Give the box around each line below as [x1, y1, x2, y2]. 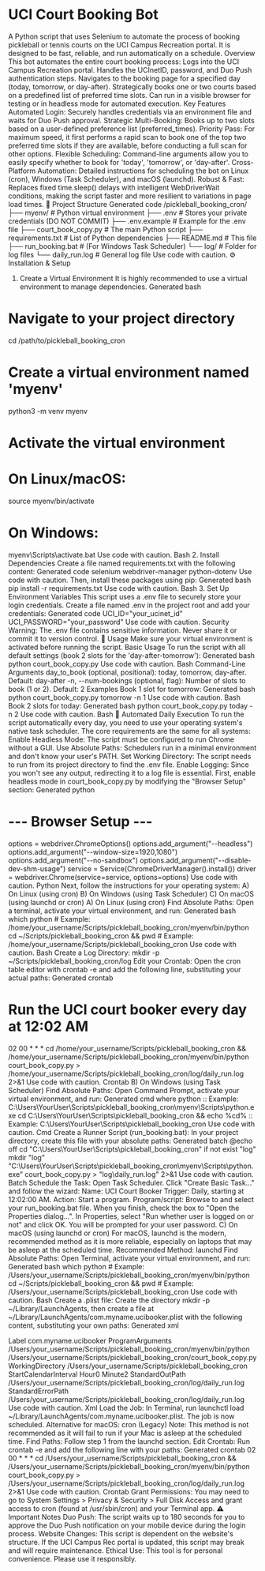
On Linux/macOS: [8, 470, 126, 488]
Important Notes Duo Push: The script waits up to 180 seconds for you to [8, 1512, 245, 1521]
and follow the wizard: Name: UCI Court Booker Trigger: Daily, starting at [8, 1186, 244, 1196]
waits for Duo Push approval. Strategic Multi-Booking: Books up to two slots [8, 115, 255, 125]
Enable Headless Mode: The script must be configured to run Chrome [8, 735, 235, 744]
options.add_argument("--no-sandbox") [8, 855, 139, 865]
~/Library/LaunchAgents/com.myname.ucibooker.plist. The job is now [8, 1411, 235, 1421]
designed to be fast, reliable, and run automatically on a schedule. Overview [8, 48, 256, 58]
